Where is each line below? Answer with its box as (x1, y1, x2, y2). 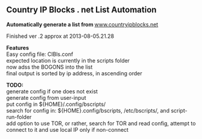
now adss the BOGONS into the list (6, 63, 93, 70)
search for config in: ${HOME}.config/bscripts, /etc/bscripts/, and (6, 107, 170, 114)
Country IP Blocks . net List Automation (6, 5, 157, 15)
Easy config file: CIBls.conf (6, 51, 74, 58)
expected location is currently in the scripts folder (6, 57, 130, 64)
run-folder (6, 113, 32, 120)
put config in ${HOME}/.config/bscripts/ (6, 100, 106, 108)
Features (6, 44, 29, 51)
